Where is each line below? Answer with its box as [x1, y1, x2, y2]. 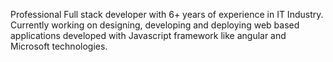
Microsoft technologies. [10, 40, 108, 52]
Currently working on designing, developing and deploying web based [10, 19, 300, 31]
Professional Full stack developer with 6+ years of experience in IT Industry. [10, 9, 324, 20]
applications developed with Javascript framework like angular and [10, 30, 287, 41]
